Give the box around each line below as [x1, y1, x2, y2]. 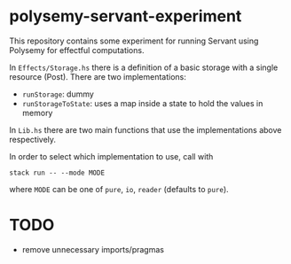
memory [21, 107, 53, 118]
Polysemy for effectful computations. [9, 44, 145, 55]
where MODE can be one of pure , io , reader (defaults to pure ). [9, 183, 229, 194]
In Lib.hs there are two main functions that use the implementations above [9, 124, 282, 135]
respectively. [9, 134, 56, 144]
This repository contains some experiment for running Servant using [9, 35, 259, 46]
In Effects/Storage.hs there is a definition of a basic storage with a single [9, 62, 279, 73]
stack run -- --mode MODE [9, 168, 105, 177]
